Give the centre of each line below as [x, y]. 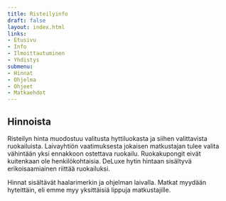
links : [17, 34]
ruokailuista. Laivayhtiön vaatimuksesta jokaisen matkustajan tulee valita [113, 146]
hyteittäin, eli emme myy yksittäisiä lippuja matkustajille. [89, 190]
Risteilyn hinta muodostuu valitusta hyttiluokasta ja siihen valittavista [107, 138]
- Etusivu [22, 40]
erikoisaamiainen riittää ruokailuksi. [59, 168]
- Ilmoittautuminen [36, 54]
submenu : [20, 67]
